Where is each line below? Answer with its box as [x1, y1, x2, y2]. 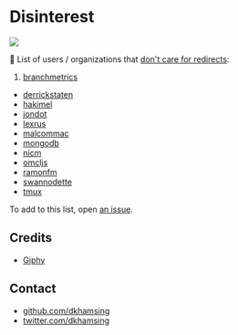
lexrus [22, 118, 47, 129]
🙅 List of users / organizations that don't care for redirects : [9, 53, 230, 65]
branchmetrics [22, 71, 78, 82]
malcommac [22, 128, 70, 139]
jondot [22, 108, 47, 120]
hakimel [22, 99, 53, 110]
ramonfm [22, 166, 57, 177]
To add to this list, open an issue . [9, 204, 134, 215]
